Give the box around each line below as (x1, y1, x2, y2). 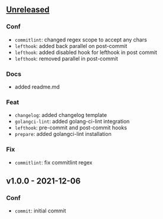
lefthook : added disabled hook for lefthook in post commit (14, 49, 158, 56)
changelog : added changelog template (14, 112, 107, 119)
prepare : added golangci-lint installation (14, 131, 112, 138)
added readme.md (14, 83, 60, 90)
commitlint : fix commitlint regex (14, 158, 93, 166)
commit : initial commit (14, 207, 66, 214)
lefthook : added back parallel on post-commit (14, 42, 128, 49)
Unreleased (6, 5, 50, 15)
